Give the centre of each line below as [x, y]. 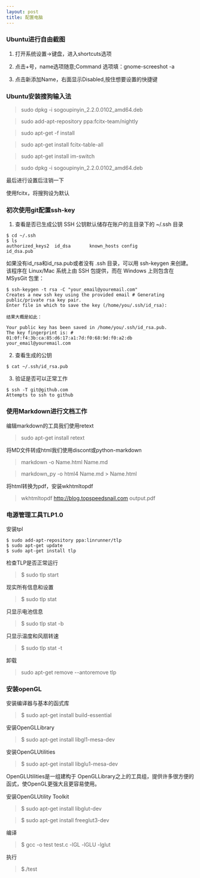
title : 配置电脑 [25, 17]
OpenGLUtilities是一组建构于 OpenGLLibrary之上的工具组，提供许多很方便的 [100, 777]
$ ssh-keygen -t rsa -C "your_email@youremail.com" [72, 290]
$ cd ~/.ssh [21, 236]
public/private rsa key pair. [44, 300]
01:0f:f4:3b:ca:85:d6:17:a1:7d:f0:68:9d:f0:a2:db [69, 338]
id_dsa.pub [20, 252]
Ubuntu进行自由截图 [36, 40]
